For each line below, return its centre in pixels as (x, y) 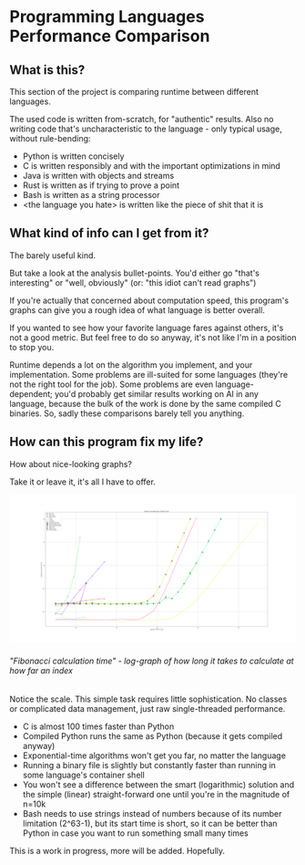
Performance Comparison (110, 36)
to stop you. (32, 347)
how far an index (41, 671)
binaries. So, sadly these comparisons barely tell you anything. (127, 413)
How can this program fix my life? (107, 442)
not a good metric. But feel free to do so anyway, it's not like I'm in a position (153, 337)
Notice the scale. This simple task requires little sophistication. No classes (148, 699)
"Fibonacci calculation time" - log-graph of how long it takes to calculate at (152, 661)
